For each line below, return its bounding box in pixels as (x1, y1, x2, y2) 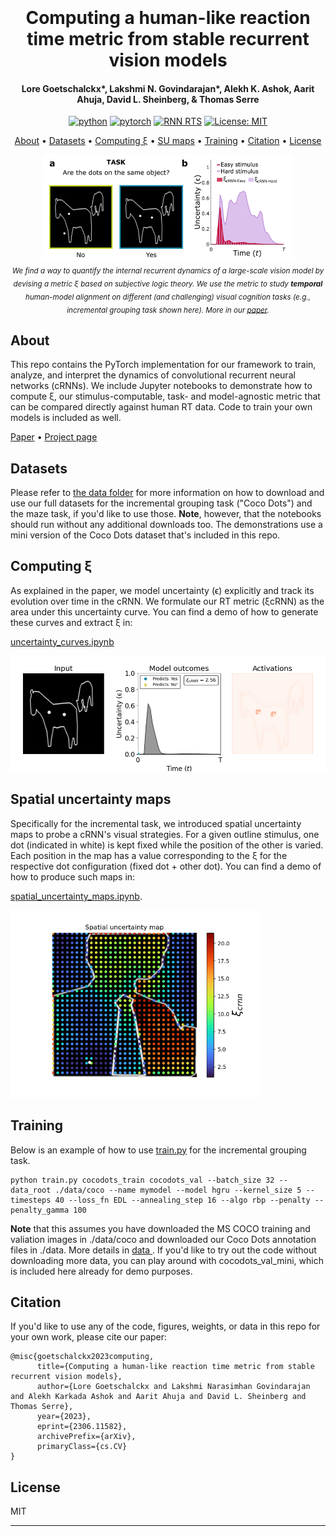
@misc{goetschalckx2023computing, (10, 1352, 155, 1362)
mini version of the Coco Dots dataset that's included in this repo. (10, 529, 281, 541)
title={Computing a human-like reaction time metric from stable (36, 1362, 315, 1372)
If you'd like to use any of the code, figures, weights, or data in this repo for (10, 1320, 321, 1333)
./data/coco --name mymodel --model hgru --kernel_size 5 (54, 1185, 302, 1195)
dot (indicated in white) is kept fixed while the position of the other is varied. (10, 839, 324, 851)
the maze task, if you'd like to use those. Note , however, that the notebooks (10, 507, 322, 519)
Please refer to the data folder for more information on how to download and (10, 486, 325, 498)
